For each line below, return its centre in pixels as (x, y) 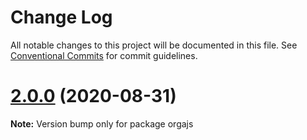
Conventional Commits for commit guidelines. (104, 55)
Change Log (61, 17)
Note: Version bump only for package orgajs (102, 123)
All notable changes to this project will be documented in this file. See (154, 45)
